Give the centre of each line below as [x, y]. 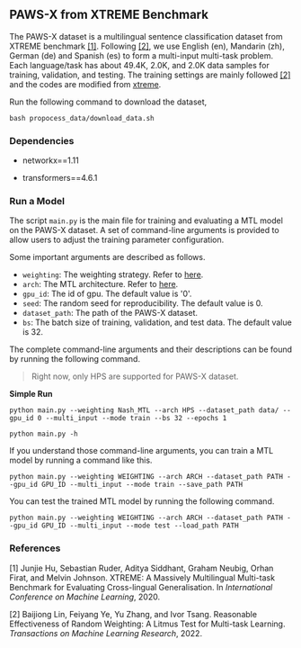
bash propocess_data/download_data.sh [82, 118]
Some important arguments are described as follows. [107, 257]
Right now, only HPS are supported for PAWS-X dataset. [135, 376]
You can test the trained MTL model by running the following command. [142, 501]
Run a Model [37, 202]
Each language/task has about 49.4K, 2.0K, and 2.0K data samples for [139, 65]
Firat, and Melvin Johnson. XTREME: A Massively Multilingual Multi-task [142, 577]
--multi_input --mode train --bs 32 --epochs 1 [136, 418]
